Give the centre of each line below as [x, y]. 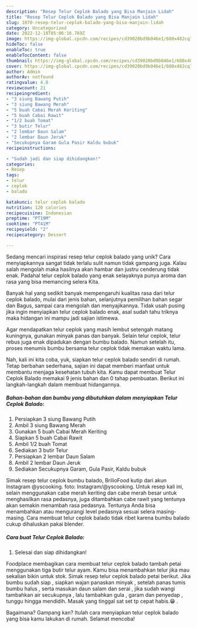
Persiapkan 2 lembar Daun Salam [55, 456]
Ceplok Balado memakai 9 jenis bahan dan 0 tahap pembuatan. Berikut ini [95, 378]
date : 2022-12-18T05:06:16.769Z [45, 33]
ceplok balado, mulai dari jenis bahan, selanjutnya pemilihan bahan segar [94, 299]
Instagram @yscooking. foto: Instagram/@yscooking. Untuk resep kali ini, [95, 486]
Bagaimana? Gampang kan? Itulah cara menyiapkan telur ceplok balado [92, 612]
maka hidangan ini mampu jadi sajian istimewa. [63, 318]
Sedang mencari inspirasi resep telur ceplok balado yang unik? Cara [89, 257]
